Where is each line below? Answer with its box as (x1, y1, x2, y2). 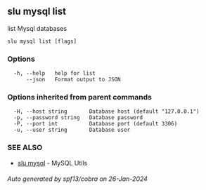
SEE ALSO (7, 143, 43, 153)
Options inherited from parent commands (7, 93, 153, 102)
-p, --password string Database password (13, 114, 143, 121)
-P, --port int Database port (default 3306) (13, 121, 178, 128)
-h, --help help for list (13, 70, 96, 77)
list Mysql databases (7, 24, 67, 32)
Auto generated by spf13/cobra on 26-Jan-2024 (7, 175, 148, 183)
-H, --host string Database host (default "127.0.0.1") (13, 108, 200, 115)
